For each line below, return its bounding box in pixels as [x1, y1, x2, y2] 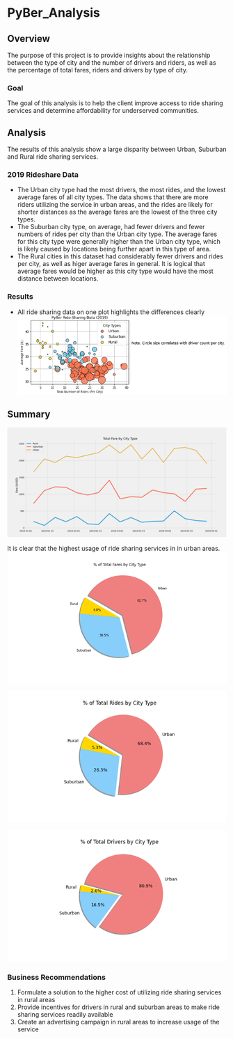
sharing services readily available [17, 1010, 113, 1018]
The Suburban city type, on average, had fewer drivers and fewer [17, 223, 205, 231]
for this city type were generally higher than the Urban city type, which [17, 237, 221, 246]
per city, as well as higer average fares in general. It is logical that [17, 260, 205, 268]
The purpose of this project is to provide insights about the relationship [7, 51, 211, 59]
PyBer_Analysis [7, 5, 101, 21]
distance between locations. [17, 274, 99, 283]
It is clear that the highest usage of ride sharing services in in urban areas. [7, 544, 220, 552]
